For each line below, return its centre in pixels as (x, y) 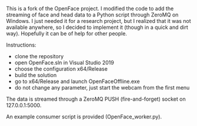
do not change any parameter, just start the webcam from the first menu (102, 87)
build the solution (36, 75)
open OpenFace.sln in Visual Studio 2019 (64, 62)
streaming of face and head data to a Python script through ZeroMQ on (92, 15)
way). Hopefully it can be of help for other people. (67, 34)
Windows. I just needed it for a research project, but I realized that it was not (98, 21)
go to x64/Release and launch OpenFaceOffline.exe (77, 81)
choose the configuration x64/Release (61, 69)
